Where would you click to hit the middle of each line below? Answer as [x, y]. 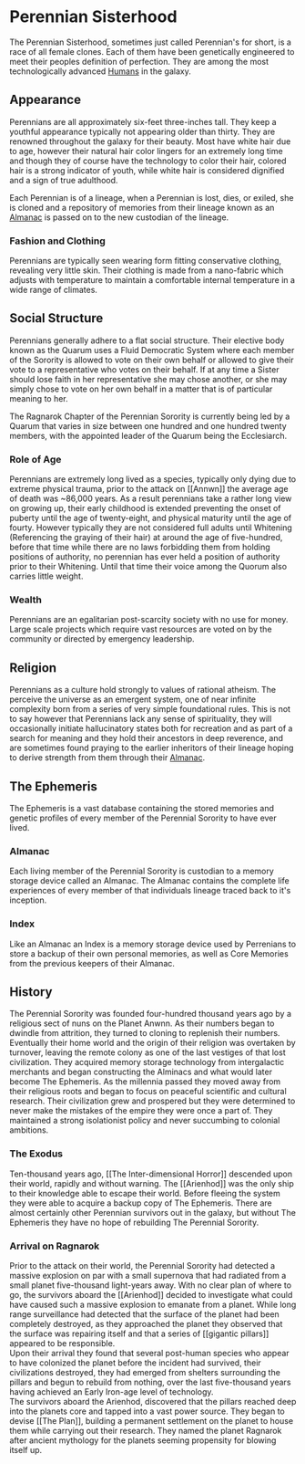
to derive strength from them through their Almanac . [107, 758]
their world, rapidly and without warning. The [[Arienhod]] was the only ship [152, 1183]
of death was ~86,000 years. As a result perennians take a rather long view [151, 498]
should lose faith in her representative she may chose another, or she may [148, 379]
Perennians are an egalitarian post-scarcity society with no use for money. [149, 620]
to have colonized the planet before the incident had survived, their [135, 1363]
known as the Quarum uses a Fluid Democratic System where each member [152, 350]
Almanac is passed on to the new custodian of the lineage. [119, 217]
